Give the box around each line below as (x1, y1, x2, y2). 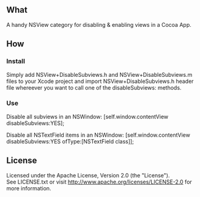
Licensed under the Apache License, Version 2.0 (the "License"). (6, 171, 170, 179)
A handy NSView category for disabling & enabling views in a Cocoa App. (6, 21, 191, 28)
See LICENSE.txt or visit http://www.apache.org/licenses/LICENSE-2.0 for (6, 178, 193, 185)
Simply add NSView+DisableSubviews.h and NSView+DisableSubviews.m (6, 71, 193, 78)
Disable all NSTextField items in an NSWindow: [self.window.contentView (6, 131, 191, 138)
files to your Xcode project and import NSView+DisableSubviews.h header (6, 77, 194, 85)
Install (6, 57, 26, 66)
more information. (6, 184, 51, 192)
